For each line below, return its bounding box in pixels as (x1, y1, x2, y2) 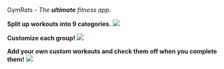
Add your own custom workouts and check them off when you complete (7, 47, 218, 55)
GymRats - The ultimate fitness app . (7, 6, 111, 14)
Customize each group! (7, 34, 76, 42)
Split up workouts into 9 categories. (7, 20, 111, 28)
